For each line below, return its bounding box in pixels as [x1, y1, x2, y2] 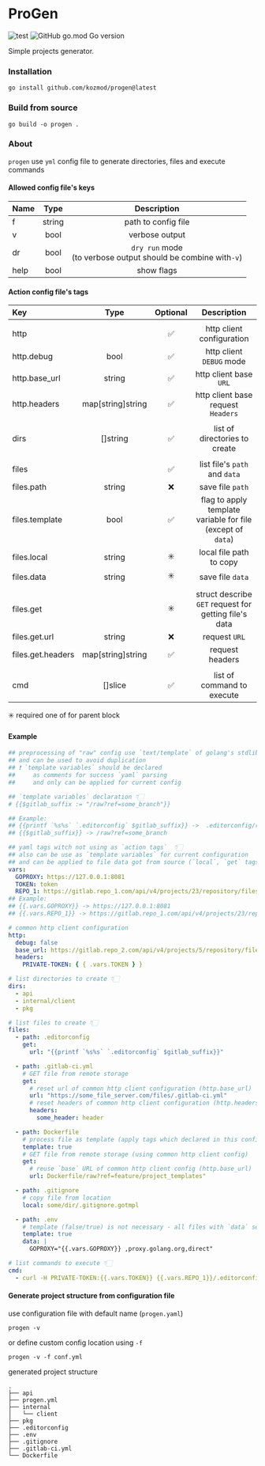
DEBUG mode [202, 356, 246, 367]
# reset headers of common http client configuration [28, 1099, 211, 1108]
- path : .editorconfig [15, 1033, 90, 1041]
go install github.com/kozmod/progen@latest [8, 84, 157, 92]
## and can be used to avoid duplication [8, 756, 147, 764]
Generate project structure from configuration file [8, 1291, 175, 1301]
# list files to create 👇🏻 [8, 1018, 99, 1027]
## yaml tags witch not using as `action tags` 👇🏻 [8, 843, 183, 851]
